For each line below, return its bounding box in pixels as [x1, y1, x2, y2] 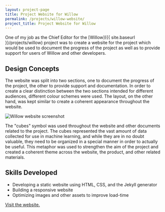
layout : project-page [5, 7, 50, 12]
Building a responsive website [12, 187, 73, 193]
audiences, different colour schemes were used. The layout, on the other [5, 93, 153, 99]
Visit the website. [5, 202, 40, 208]
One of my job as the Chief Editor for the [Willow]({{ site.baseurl [5, 35, 135, 40]
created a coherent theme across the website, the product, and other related [5, 149, 161, 155]
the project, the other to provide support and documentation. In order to [5, 83, 151, 89]
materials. [5, 154, 26, 160]
